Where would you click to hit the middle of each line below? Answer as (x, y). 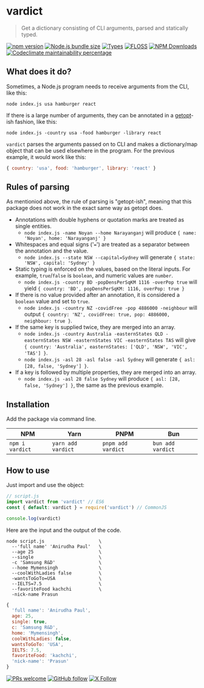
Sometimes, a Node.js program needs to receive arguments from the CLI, (98, 86)
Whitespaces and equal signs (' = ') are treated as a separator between (102, 245)
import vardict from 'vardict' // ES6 (55, 502)
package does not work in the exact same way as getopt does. (85, 208)
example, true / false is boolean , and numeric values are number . (94, 276)
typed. (29, 34)
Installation (28, 404)
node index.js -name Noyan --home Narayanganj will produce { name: (110, 233)
